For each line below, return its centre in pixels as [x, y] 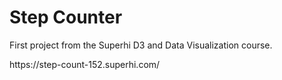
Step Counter [66, 17]
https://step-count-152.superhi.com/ [85, 64]
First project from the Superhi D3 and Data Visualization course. [141, 45]
